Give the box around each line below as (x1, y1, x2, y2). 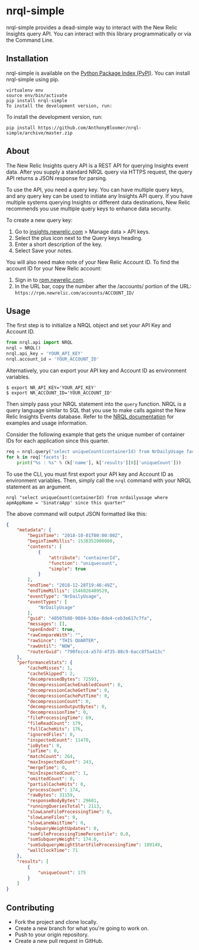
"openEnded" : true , (27, 627, 76, 633)
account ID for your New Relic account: (6, 264, 102, 272)
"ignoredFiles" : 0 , (27, 731, 76, 737)
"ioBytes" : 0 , (27, 743, 62, 749)
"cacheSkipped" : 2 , (27, 671, 76, 677)
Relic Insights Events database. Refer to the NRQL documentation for (6, 413, 174, 420)
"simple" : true (48, 566, 86, 572)
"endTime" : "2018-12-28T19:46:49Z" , (27, 582, 118, 589)
